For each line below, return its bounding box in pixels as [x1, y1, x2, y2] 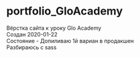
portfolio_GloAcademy [6, 4, 123, 18]
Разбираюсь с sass [6, 44, 57, 51]
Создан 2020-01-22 [6, 30, 58, 38]
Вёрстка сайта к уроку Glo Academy [6, 24, 101, 32]
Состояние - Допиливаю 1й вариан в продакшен [6, 37, 134, 44]
